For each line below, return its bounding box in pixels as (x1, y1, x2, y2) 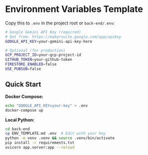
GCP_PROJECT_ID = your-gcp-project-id (5, 52, 81, 58)
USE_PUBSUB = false (5, 66, 41, 72)
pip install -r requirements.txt (5, 141, 75, 146)
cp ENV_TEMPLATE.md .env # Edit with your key (5, 131, 106, 136)
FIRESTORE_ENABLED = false (5, 62, 57, 67)
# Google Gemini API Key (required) (5, 29, 81, 34)
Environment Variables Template (5, 3, 144, 15)
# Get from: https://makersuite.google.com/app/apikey (5, 34, 122, 39)
